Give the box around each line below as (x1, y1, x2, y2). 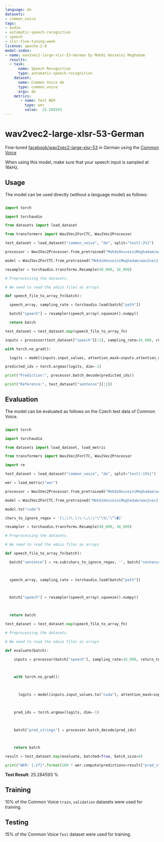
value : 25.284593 (24, 107, 62, 113)
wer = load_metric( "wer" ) (5, 480, 58, 485)
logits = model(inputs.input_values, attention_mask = (9, 355, 121, 360)
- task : (9, 62, 25, 67)
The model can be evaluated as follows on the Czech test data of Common (5, 408, 155, 414)
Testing (5, 818, 29, 827)
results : (9, 57, 27, 62)
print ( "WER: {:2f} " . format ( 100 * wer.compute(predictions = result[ (5, 763, 143, 768)
